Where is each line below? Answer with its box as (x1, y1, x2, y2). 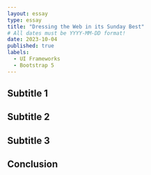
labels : (7, 49, 30, 56)
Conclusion (7, 158, 58, 170)
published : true (7, 42, 54, 49)
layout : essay (7, 10, 49, 17)
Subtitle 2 (7, 111, 50, 123)
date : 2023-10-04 (7, 36, 58, 43)
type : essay (7, 17, 42, 24)
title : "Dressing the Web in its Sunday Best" (7, 23, 145, 30)
